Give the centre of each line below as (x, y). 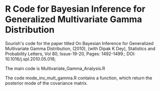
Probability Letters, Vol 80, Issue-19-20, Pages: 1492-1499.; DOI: (70, 54)
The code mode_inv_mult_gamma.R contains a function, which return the (79, 78)
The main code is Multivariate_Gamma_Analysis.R (55, 68)
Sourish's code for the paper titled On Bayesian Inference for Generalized (79, 43)
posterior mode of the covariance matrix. (47, 83)
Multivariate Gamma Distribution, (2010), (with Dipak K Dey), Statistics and (80, 48)
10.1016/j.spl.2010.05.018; (30, 59)
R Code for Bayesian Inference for (75, 9)
